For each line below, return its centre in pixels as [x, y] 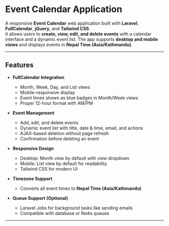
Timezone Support [32, 178]
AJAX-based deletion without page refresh [64, 133]
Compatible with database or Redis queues [65, 213]
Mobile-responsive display [48, 92]
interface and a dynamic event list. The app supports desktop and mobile [82, 39]
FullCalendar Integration [38, 77]
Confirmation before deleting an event [59, 138]
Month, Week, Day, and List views [55, 87]
